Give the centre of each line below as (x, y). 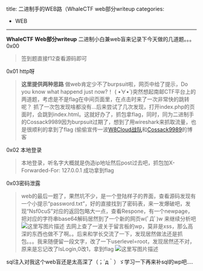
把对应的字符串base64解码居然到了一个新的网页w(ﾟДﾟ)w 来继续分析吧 (108, 219)
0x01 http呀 (21, 71)
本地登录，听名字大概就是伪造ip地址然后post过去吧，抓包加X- (98, 163)
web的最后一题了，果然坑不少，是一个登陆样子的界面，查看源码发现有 (108, 196)
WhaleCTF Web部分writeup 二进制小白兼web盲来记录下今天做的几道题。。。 (101, 39)
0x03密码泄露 (23, 183)
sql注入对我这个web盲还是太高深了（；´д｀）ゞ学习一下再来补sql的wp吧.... (100, 262)
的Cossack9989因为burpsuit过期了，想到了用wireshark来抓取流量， (106, 122)
